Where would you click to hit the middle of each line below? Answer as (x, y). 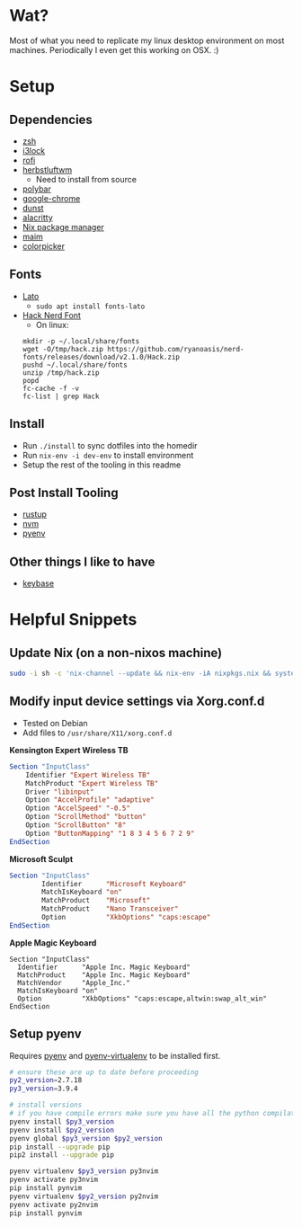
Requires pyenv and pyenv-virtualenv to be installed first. (115, 1055)
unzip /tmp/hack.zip (61, 373)
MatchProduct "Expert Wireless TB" (92, 783)
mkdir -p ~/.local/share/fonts (81, 341)
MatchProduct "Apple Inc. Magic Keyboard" (104, 975)
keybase (38, 583)
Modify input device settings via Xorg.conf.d (137, 702)
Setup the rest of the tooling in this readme (102, 465)
